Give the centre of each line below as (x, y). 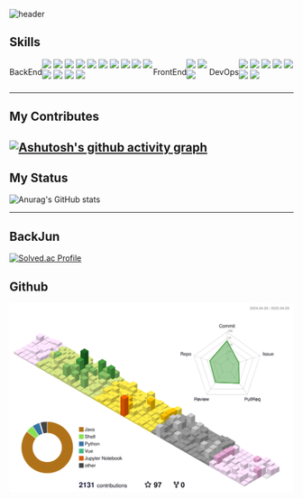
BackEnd (26, 71)
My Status (39, 177)
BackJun (35, 236)
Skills (25, 42)
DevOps (224, 71)
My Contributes (54, 117)
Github (29, 286)
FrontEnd (170, 71)
